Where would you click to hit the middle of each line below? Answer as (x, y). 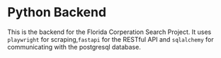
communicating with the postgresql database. (74, 47)
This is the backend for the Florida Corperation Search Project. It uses (109, 32)
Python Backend (57, 12)
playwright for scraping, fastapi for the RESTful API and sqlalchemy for (110, 39)
